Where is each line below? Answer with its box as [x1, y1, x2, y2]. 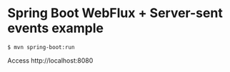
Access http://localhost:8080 [7, 56, 94, 65]
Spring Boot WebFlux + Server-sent [7, 5, 223, 21]
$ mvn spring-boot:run [7, 43, 75, 51]
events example [7, 20, 104, 36]
